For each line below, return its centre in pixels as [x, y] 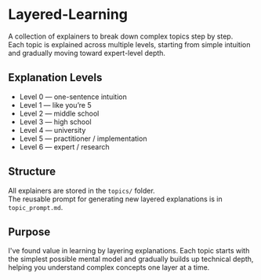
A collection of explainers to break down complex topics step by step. [121, 36]
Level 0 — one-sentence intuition [73, 97]
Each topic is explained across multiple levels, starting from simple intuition [129, 44]
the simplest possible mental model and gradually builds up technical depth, [131, 259]
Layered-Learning [68, 15]
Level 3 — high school [55, 122]
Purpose [29, 232]
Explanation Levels [55, 77]
